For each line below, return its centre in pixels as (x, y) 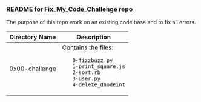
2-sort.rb (87, 73)
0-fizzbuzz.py (93, 60)
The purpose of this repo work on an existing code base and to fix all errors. (101, 22)
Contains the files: (88, 47)
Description (94, 37)
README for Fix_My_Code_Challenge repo (70, 9)
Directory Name (33, 37)
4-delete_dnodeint (99, 85)
